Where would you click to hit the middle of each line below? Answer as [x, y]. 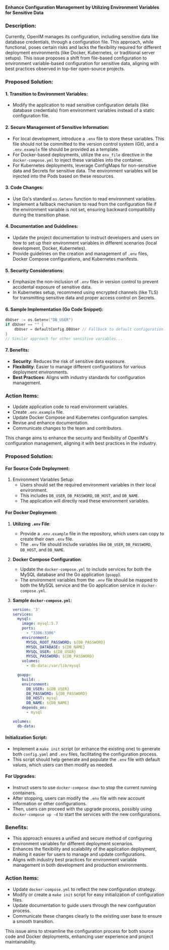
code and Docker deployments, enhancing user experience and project [79, 936]
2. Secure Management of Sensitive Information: [57, 128]
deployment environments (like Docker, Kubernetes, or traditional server [80, 53]
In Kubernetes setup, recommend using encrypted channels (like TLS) [85, 292]
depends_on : [34, 708]
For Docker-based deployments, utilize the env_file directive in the [82, 154]
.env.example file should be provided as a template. [66, 149]
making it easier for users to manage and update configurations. [79, 854]
